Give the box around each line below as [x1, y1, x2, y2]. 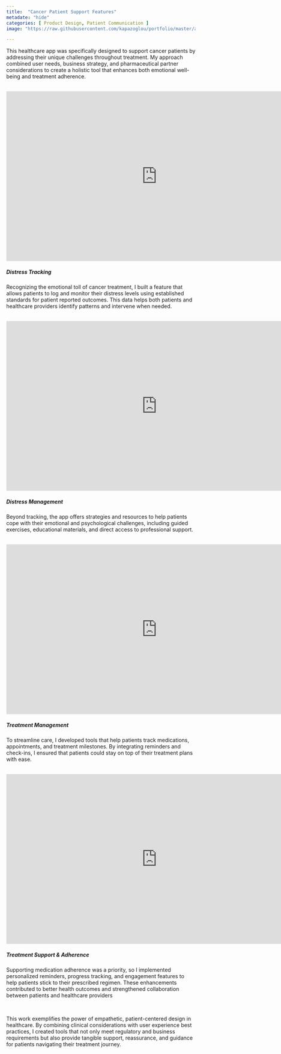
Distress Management [6, 498, 63, 505]
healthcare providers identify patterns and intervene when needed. [6, 303, 172, 310]
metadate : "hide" [6, 14, 50, 20]
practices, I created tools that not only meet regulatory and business [6, 1028, 175, 1035]
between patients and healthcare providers [6, 992, 113, 999]
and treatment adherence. [21, 73, 86, 80]
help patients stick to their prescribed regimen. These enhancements [6, 979, 177, 987]
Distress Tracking [6, 268, 52, 276]
